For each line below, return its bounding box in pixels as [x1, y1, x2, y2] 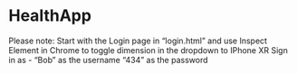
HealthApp [8, 5, 92, 26]
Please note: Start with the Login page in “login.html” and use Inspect [8, 35, 268, 46]
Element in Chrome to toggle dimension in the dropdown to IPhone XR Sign [8, 44, 289, 55]
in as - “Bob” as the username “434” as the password [8, 54, 209, 65]
